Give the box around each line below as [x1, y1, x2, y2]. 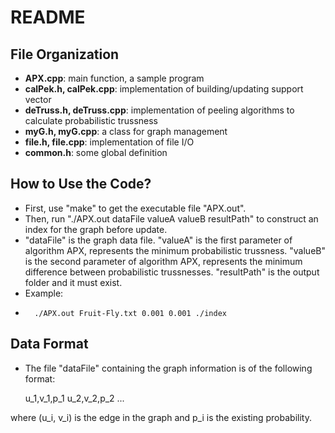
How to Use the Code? [10, 176, 152, 193]
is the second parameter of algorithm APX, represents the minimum [24, 255, 303, 267]
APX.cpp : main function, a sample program [24, 72, 205, 84]
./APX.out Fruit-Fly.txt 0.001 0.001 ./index [34, 308, 227, 318]
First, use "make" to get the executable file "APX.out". [24, 202, 247, 214]
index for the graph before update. [24, 223, 168, 235]
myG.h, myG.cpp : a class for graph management [24, 126, 228, 137]
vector [24, 94, 52, 105]
